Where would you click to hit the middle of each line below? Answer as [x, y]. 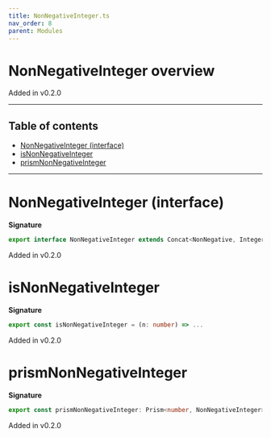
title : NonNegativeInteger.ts [59, 16]
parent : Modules [35, 31]
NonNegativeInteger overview [112, 71]
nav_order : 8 [30, 23]
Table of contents [53, 126]
